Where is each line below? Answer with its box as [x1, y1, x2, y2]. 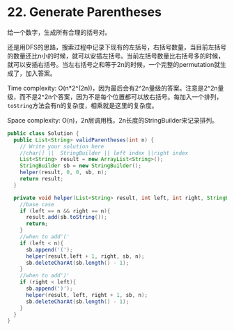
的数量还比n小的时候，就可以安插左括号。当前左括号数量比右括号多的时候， [7, 52, 225, 60]
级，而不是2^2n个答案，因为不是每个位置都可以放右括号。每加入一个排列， [7, 92, 223, 101]
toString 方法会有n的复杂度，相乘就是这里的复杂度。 [7, 101, 158, 109]
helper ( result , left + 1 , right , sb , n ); [25, 252, 145, 260]
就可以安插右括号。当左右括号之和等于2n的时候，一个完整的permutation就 [7, 60, 221, 68]
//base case [19, 201, 54, 208]
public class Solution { [7, 130, 79, 137]
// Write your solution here [19, 143, 104, 150]
